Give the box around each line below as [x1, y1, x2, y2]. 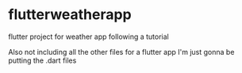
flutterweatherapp [8, 6, 133, 24]
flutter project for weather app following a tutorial [8, 32, 169, 41]
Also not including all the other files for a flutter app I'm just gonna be [8, 47, 235, 56]
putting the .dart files [8, 56, 77, 65]
